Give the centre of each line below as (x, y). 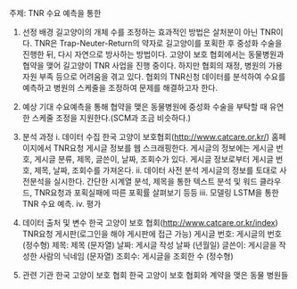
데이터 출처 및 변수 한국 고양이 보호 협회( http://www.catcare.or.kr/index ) (150, 223)
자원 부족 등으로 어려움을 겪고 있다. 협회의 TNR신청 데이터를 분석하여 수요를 (154, 77)
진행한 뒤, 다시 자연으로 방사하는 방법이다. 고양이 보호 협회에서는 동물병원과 (153, 54)
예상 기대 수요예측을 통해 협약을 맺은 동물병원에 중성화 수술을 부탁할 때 (144, 107)
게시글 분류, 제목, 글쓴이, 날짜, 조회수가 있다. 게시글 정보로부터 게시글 (154, 159)
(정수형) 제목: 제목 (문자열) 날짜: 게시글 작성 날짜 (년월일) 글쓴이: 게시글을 (149, 245)
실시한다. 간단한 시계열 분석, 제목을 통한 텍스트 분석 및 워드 (155, 182)
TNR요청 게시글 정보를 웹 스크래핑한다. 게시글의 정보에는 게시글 (164, 148)
